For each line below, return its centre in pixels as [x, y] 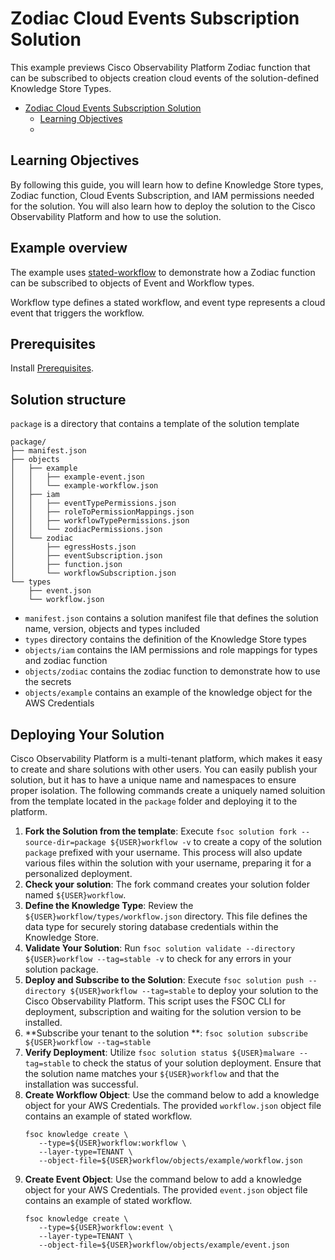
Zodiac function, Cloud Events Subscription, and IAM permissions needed [162, 195]
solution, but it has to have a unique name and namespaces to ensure [153, 780]
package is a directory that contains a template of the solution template [155, 424]
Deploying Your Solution [87, 734]
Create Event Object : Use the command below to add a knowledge [163, 1179]
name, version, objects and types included [112, 629]
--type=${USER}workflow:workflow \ [112, 1143]
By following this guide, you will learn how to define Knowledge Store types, [167, 184]
